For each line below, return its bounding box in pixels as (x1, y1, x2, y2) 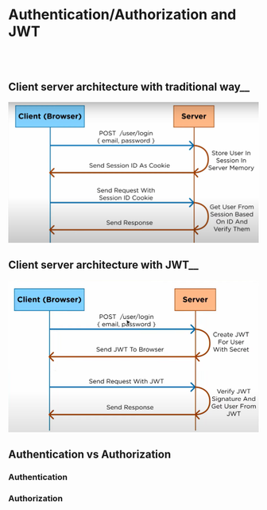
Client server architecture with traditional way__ (8, 80, 250, 94)
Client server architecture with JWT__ (8, 259, 199, 272)
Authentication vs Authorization (8, 448, 172, 461)
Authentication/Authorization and (8, 6, 237, 24)
